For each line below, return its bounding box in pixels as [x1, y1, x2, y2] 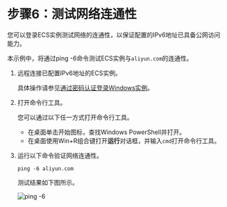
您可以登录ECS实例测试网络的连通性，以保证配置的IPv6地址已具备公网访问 [7, 31, 221, 39]
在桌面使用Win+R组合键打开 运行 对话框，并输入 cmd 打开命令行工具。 [27, 136, 221, 144]
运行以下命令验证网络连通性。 [17, 151, 103, 160]
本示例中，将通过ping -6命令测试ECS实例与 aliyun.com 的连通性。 [7, 53, 193, 63]
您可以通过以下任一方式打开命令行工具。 [17, 113, 133, 122]
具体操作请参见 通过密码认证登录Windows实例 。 [17, 83, 154, 92]
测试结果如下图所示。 [17, 178, 78, 186]
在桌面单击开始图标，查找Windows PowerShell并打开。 [27, 128, 186, 136]
